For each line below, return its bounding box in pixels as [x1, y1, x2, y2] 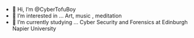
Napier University [12, 25, 57, 32]
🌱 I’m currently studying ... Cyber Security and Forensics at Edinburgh [12, 19, 188, 25]
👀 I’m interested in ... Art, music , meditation [12, 12, 122, 19]
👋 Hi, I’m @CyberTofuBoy [12, 6, 76, 13]
